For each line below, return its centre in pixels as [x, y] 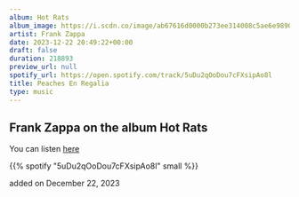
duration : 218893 [41, 59]
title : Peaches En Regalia [59, 83]
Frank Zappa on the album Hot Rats [109, 127]
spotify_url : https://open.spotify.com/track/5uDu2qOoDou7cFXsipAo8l [141, 75]
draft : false [33, 51]
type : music [31, 91]
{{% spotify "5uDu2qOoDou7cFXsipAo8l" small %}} [104, 166]
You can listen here [44, 149]
